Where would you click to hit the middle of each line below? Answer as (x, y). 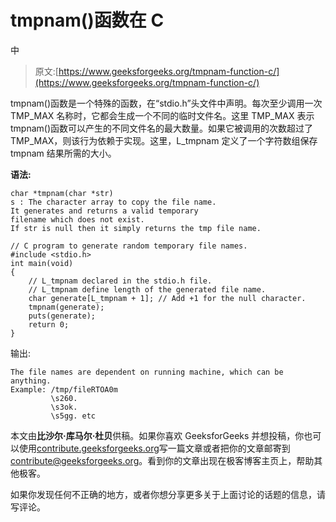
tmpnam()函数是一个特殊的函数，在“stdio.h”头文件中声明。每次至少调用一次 (166, 103)
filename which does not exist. (77, 219)
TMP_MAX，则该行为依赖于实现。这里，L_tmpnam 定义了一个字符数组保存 (164, 140)
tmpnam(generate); (66, 307)
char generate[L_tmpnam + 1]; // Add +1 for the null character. (167, 298)
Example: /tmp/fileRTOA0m (64, 389)
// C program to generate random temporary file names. (129, 246)
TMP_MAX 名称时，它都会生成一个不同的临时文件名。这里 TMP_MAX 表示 (162, 115)
